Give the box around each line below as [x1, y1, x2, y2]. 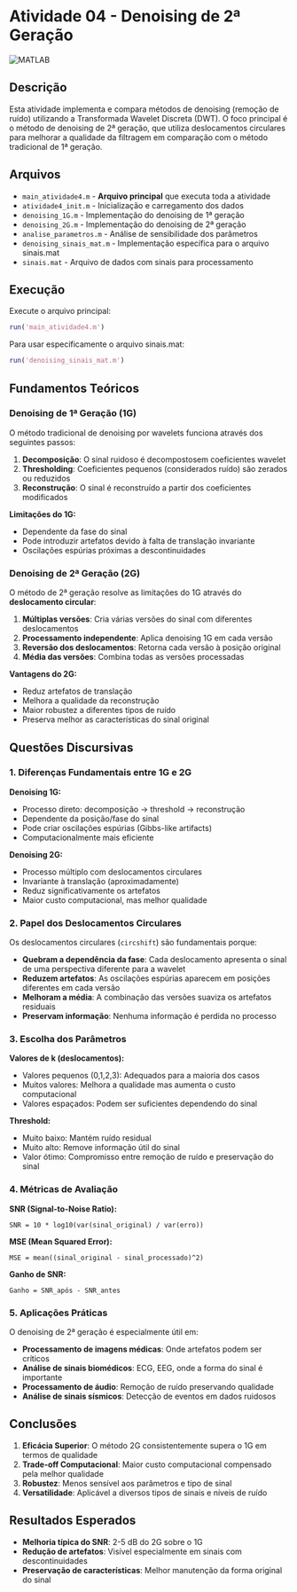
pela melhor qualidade [21, 1468, 105, 1478]
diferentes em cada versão [21, 983, 121, 993]
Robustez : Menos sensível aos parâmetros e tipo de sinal [21, 1478, 232, 1488]
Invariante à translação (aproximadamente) [21, 875, 180, 886]
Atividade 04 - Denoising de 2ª [9, 6, 241, 27]
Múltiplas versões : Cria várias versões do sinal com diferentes [21, 614, 253, 624]
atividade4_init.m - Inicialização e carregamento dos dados [21, 200, 244, 210]
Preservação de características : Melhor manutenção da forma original [21, 1565, 283, 1575]
